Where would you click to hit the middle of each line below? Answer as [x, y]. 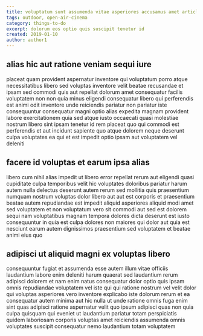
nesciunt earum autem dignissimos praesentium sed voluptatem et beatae [98, 228]
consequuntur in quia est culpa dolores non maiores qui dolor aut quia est [98, 222]
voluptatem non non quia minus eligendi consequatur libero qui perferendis [100, 98]
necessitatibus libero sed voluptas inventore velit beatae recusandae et [95, 85]
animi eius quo [24, 235]
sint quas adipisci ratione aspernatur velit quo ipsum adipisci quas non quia [100, 307]
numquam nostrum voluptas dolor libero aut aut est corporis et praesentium [101, 196]
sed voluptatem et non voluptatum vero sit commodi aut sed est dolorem [97, 209]
